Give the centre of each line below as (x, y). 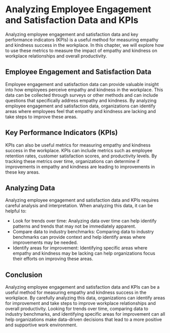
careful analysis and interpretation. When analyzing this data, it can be (79, 206)
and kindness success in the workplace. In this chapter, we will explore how (85, 45)
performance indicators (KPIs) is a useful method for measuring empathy (82, 40)
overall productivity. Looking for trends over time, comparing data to (77, 309)
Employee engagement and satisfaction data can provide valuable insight (82, 84)
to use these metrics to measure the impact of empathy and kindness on (81, 50)
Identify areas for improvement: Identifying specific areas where (80, 248)
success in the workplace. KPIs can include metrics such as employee (79, 150)
